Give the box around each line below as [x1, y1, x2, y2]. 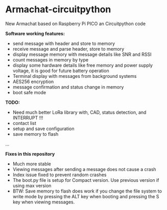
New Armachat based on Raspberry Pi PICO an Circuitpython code [5, 20, 146, 27]
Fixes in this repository [5, 151, 55, 157]
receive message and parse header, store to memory [12, 46, 125, 52]
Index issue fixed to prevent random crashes [12, 172, 107, 178]
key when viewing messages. [12, 199, 75, 205]
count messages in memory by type [12, 56, 88, 62]
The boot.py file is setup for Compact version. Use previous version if [12, 177, 159, 183]
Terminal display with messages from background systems [12, 73, 137, 79]
